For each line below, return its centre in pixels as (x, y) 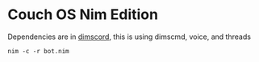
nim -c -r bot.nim (38, 51)
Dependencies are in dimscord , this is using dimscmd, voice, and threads (129, 37)
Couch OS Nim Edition (83, 15)
